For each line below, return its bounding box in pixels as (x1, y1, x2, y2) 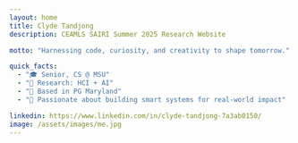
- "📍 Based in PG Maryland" (17, 87, 123, 96)
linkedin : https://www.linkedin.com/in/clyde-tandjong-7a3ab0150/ (9, 111, 262, 121)
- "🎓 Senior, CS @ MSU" (17, 71, 110, 80)
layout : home (9, 13, 58, 22)
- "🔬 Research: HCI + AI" (17, 79, 115, 88)
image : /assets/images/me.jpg (9, 120, 123, 129)
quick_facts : (9, 62, 58, 71)
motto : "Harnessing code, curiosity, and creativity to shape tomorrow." (9, 46, 291, 55)
